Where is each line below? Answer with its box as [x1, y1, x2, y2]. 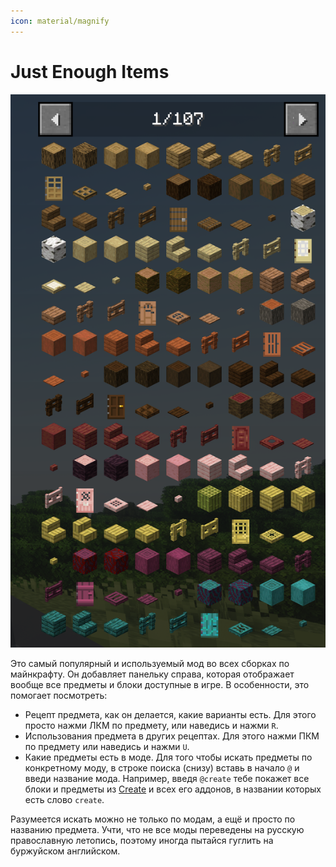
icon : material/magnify [10, 16, 110, 26]
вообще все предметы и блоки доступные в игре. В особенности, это [10, 678, 310, 690]
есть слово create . [24, 793, 105, 805]
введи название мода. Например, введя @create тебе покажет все [24, 772, 310, 784]
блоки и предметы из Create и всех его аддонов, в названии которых [24, 783, 322, 795]
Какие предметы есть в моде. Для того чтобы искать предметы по [24, 751, 313, 763]
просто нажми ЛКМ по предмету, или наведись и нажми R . [24, 719, 279, 731]
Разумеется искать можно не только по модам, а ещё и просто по [10, 813, 296, 825]
